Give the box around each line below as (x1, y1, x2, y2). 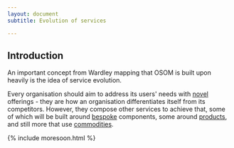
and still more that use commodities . (7, 120, 114, 129)
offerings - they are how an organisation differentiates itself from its (7, 97, 206, 106)
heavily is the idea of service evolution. (7, 76, 122, 85)
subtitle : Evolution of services (7, 17, 107, 24)
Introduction (7, 49, 64, 61)
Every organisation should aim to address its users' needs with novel (7, 90, 208, 98)
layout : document (7, 10, 59, 18)
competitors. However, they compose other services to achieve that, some (7, 105, 226, 114)
